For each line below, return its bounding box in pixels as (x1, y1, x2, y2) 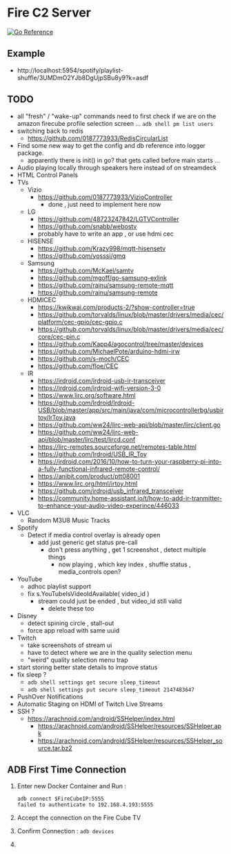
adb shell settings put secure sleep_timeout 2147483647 (27, 686, 195, 693)
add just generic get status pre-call (37, 538, 138, 546)
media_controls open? (58, 567, 121, 575)
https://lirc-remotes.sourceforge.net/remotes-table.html (37, 443, 197, 451)
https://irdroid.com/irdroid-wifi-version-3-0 (37, 384, 161, 392)
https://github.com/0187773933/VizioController (37, 192, 172, 201)
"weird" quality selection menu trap (27, 656, 128, 664)
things (48, 553, 66, 561)
